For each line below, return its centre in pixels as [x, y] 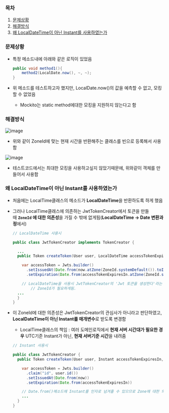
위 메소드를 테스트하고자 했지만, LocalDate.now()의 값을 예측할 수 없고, [82, 88]
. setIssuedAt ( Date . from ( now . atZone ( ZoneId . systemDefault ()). [92, 270]
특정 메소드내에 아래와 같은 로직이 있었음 [52, 58]
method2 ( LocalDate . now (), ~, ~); [57, 73]
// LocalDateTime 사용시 [37, 233]
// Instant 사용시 [30, 346]
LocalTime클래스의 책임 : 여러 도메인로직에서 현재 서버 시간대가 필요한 [89, 330]
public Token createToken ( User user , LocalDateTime [72, 256]
